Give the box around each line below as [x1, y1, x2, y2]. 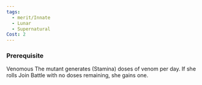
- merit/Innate [12, 15, 51, 21]
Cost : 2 [6, 32, 26, 38]
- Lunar [12, 20, 32, 26]
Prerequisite [6, 52, 44, 60]
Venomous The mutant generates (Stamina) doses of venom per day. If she [6, 65, 196, 73]
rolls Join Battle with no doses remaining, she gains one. [6, 72, 149, 79]
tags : [6, 8, 20, 15]
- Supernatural [12, 25, 51, 32]
